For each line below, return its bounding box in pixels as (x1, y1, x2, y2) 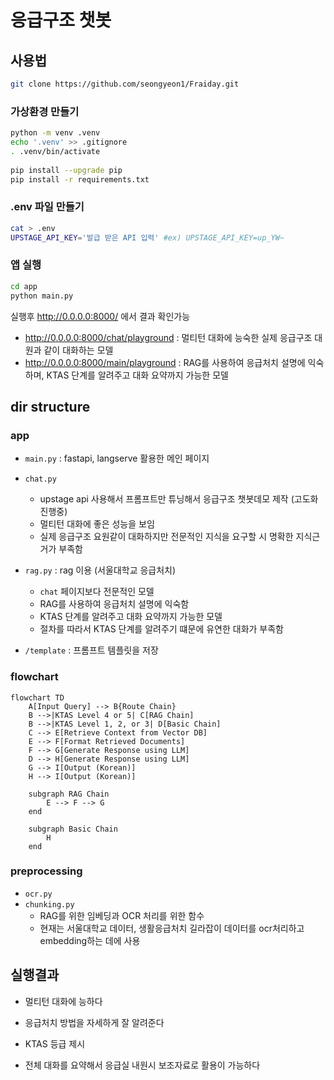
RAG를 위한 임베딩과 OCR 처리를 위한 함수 (39, 909, 205, 921)
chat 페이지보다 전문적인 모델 (39, 586, 155, 598)
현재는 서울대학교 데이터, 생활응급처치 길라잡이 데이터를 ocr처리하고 (39, 922, 305, 934)
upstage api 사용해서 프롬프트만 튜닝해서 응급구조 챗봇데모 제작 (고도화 (39, 493, 319, 505)
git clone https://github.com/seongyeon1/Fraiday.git (10, 79, 240, 89)
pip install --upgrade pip (10, 165, 123, 175)
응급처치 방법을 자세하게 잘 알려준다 (24, 1016, 165, 1028)
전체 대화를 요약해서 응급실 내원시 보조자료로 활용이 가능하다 (24, 1059, 261, 1071)
